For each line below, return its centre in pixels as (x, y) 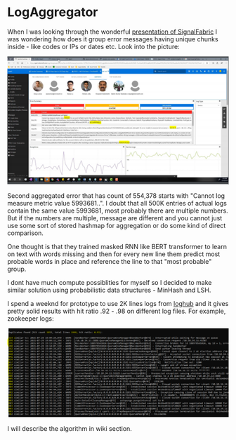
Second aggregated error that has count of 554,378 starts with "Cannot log (116, 196)
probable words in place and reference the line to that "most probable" (110, 262)
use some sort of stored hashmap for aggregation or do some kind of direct (117, 226)
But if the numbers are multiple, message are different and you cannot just (115, 218)
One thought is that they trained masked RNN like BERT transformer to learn (117, 247)
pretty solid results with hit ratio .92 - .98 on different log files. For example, (117, 311)
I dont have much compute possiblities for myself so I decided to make (110, 283)
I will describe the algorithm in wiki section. (70, 428)
